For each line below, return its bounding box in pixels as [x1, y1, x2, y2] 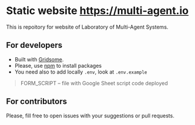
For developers [6, 40, 63, 50]
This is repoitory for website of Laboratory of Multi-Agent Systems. [6, 23, 169, 30]
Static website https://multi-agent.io [6, 4, 189, 18]
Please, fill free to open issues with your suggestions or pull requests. [6, 112, 174, 119]
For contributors [6, 96, 68, 106]
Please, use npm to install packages [14, 62, 102, 69]
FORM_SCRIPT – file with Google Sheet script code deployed [20, 79, 169, 86]
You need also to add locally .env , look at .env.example [14, 68, 147, 75]
